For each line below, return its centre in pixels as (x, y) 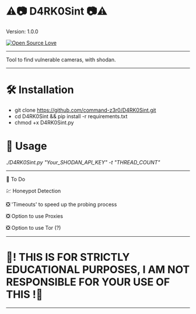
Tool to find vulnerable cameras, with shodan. (61, 60)
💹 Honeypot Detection (34, 191)
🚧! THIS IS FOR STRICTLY (68, 257)
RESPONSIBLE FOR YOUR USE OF (88, 282)
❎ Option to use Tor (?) (34, 227)
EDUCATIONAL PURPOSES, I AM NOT (98, 270)
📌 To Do (15, 179)
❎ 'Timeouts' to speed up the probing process (62, 204)
